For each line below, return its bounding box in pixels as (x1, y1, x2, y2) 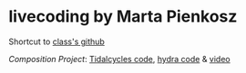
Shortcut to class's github (8, 36, 106, 47)
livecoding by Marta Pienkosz (8, 6, 238, 27)
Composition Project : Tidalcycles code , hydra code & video (8, 53, 231, 64)
